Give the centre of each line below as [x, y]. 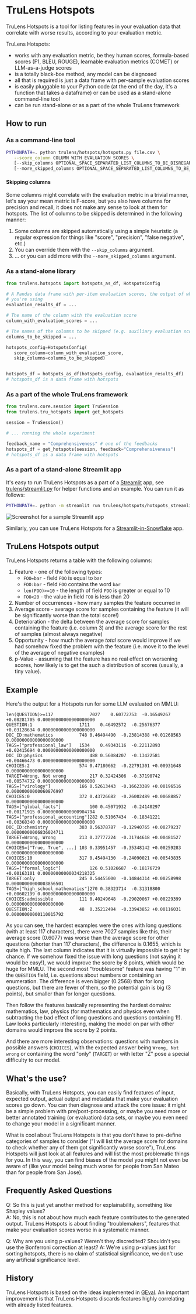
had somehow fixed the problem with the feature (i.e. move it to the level [101, 646]
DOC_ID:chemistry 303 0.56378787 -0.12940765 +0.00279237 [94, 827]
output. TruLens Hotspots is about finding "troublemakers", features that [93, 1223]
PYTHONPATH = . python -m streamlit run [53, 505]
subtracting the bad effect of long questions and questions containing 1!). [94, 1018]
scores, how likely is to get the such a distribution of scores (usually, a [99, 665]
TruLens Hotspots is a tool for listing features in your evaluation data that [93, 26]
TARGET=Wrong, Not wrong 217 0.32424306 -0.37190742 [83, 776]
